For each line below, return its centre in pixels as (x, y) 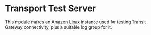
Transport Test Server (51, 9)
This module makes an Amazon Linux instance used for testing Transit (75, 22)
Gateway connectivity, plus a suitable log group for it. (58, 27)
